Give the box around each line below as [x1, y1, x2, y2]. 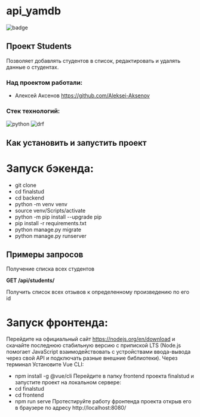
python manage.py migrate [14, 226, 82, 233]
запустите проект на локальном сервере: [14, 379, 121, 386]
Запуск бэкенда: [6, 161, 94, 175]
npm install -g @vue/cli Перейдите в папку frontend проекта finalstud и [14, 372, 194, 380]
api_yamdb [6, 4, 61, 18]
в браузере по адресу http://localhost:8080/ [14, 404, 127, 412]
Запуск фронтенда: [6, 315, 109, 329]
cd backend [14, 194, 45, 201]
